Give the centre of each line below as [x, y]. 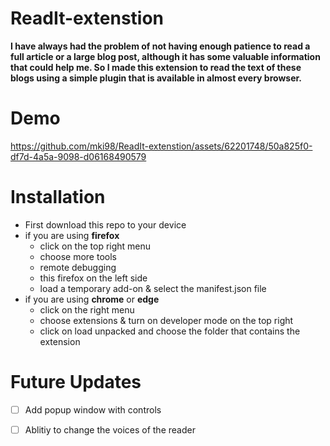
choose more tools [78, 256]
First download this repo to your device [105, 224]
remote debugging [78, 267]
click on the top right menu [95, 246]
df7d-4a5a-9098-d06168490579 [78, 156]
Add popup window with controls [93, 409]
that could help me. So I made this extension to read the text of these [156, 67]
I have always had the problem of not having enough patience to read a [160, 46]
